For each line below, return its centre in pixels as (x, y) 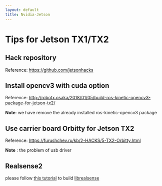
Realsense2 (24, 166)
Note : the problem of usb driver (38, 150)
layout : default (22, 10)
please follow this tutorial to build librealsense (52, 178)
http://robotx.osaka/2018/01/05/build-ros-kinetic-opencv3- (90, 98)
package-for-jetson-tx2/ (30, 103)
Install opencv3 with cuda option (57, 85)
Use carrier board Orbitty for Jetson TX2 (70, 128)
